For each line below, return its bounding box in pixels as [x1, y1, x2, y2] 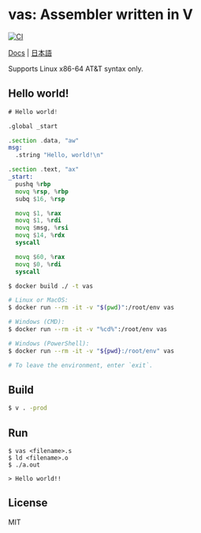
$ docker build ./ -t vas [8, 282, 93, 290]
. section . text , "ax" [8, 166, 80, 173]
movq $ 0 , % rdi [15, 260, 61, 268]
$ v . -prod [8, 404, 47, 413]
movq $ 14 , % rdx [15, 231, 65, 239]
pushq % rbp [15, 180, 51, 188]
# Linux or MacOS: [8, 296, 69, 304]
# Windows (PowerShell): [8, 339, 90, 348]
